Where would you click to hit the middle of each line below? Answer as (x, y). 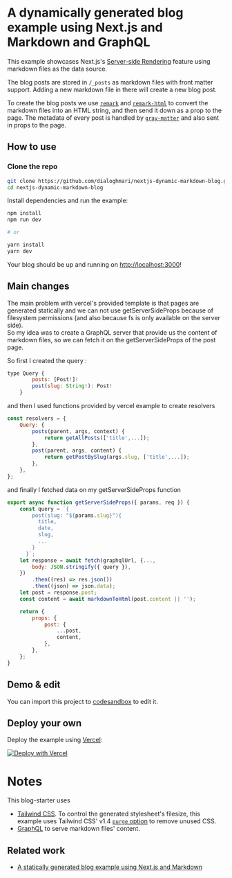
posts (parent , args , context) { (79, 431)
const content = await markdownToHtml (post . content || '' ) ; (108, 599)
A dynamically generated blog (95, 13)
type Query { (26, 373)
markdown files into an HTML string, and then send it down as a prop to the (115, 110)
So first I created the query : (47, 360)
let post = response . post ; (58, 593)
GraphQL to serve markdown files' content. (78, 829)
